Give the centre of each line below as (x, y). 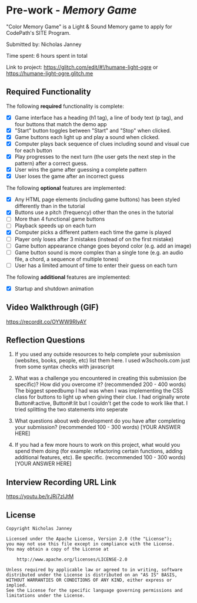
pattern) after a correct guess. (51, 163)
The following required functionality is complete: (65, 106)
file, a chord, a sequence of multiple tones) (67, 259)
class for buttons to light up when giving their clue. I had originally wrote (102, 397)
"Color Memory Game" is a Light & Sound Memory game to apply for (89, 27)
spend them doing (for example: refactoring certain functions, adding (98, 451)
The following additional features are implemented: (68, 277)
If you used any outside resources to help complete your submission (97, 354)
